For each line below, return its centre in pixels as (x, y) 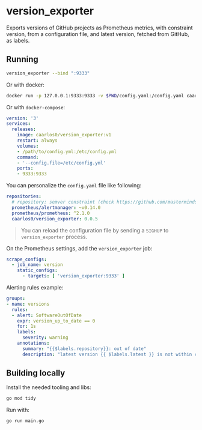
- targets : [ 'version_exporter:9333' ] (73, 276)
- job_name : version (37, 265)
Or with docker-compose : (35, 107)
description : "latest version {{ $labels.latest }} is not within (107, 354)
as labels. (18, 40)
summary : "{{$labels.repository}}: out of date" (84, 349)
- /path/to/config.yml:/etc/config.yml (67, 151)
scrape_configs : (26, 259)
